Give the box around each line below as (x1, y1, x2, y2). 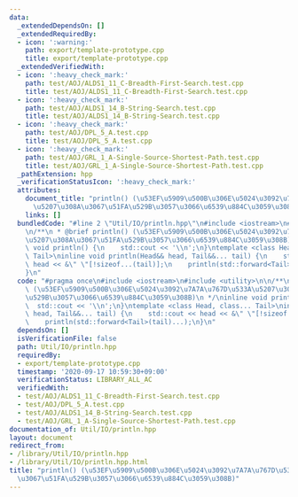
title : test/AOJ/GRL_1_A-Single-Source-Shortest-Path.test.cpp (25, 161, 264, 170)
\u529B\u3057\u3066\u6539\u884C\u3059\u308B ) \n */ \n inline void (25, 293, 268, 302)
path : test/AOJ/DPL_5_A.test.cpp (25, 128, 149, 137)
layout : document (9, 433, 74, 442)
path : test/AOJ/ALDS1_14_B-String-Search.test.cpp (25, 104, 216, 113)
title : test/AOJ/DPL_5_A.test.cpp (25, 136, 153, 145)
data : (9, 12, 29, 22)
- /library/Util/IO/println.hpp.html (9, 458, 149, 467)
